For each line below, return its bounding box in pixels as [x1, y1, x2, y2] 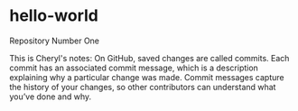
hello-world [9, 5, 99, 26]
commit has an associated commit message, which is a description [9, 62, 259, 73]
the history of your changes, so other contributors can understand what [9, 81, 276, 92]
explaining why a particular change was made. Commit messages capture [9, 71, 284, 82]
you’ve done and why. [9, 91, 92, 102]
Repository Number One [9, 35, 100, 46]
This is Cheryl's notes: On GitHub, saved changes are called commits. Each [9, 52, 290, 63]
